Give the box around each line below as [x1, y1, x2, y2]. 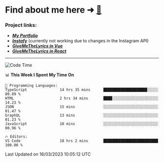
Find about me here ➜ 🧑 [5, 4, 102, 16]
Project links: [5, 22, 37, 29]
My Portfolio [12, 33, 38, 38]
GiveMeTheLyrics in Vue [12, 43, 63, 49]
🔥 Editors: [5, 134, 28, 139]
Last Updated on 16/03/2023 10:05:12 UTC [5, 151, 91, 157]
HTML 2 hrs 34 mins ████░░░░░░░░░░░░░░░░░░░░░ [5, 96, 159, 101]
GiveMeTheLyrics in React [12, 48, 67, 54]
